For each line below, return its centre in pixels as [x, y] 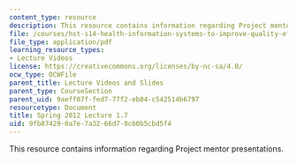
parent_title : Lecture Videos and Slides [87, 83]
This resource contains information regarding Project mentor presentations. [147, 149]
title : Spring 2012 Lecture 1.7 [69, 115]
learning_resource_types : [57, 50]
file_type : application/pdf [61, 42]
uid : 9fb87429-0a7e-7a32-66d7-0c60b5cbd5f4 [91, 124]
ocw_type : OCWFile [43, 75]
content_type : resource [53, 17]
